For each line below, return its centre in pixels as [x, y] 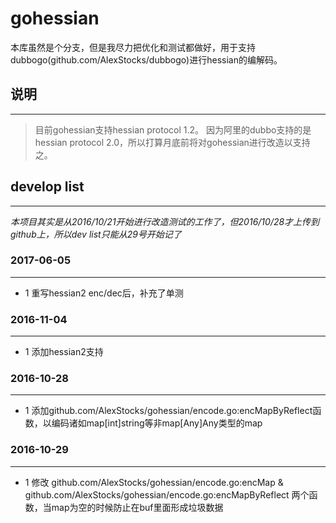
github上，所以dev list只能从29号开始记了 [96, 234]
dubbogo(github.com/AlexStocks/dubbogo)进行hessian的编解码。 [146, 59]
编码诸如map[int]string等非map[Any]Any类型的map [157, 423]
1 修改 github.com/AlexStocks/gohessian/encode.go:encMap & [154, 482]
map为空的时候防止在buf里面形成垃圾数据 [137, 507]
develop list [47, 187]
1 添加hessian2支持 [64, 352]
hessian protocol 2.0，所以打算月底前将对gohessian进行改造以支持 [172, 142]
